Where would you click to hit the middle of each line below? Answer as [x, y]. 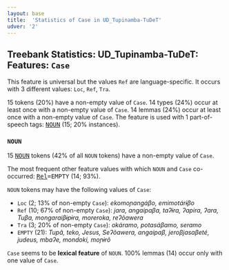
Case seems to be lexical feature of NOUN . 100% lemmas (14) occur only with [115, 253]
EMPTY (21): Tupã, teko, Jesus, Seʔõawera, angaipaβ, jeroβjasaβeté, [113, 233]
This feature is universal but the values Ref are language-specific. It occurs [114, 82]
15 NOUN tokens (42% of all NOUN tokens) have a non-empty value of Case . [111, 155]
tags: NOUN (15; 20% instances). [75, 124]
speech [18, 124]
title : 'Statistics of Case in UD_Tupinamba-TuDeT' [84, 20]
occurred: [21, 176]
